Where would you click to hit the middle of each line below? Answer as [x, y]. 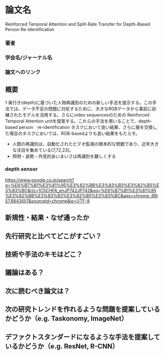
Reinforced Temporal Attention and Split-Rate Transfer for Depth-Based [78, 24]
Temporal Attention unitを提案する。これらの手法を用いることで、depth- [79, 121]
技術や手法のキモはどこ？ [44, 254]
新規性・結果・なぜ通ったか [47, 218]
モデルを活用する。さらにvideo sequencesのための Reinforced [86, 115]
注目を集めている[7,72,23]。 [45, 150]
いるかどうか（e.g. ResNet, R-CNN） [62, 346]
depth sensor [21, 169]
